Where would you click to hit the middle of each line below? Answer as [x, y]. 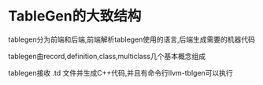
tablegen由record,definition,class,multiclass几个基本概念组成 [107, 56]
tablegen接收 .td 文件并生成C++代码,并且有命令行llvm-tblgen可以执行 [121, 72]
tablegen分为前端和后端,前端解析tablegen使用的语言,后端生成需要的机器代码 [132, 39]
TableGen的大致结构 [75, 16]
